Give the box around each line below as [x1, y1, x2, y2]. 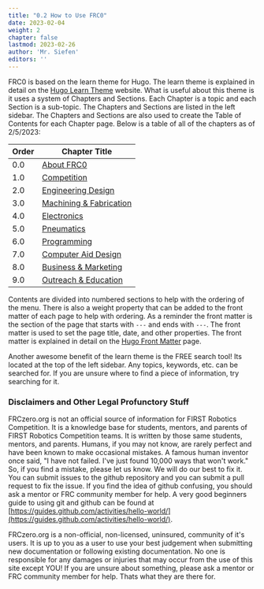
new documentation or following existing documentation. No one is [8, 546, 226, 556]
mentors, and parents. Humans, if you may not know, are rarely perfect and [8, 439, 252, 449]
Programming [42, 235, 93, 246]
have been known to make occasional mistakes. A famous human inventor [8, 448, 249, 457]
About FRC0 [42, 159, 87, 170]
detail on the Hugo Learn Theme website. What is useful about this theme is [8, 85, 255, 94]
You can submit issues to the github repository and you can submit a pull [8, 473, 244, 483]
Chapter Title [61, 146, 113, 157]
